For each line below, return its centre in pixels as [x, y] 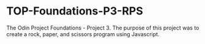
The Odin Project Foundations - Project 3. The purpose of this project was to [103, 28]
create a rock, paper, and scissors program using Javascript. [83, 34]
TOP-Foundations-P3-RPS [75, 11]
